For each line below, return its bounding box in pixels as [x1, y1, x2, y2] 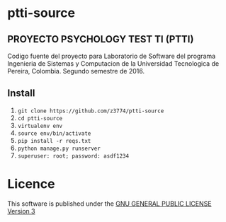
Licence [7, 176, 55, 192]
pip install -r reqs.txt [17, 137, 91, 144]
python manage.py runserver [17, 145, 101, 152]
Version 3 [7, 206, 35, 215]
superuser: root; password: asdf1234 [17, 152, 130, 160]
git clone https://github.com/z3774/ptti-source [17, 107, 164, 115]
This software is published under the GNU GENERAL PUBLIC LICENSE [7, 199, 212, 208]
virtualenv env [17, 122, 63, 129]
